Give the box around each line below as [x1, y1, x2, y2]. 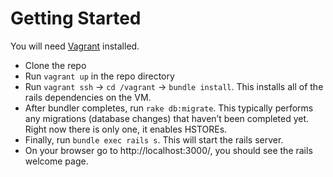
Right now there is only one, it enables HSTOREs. [24, 123, 228, 135]
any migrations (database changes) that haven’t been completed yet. [24, 112, 310, 124]
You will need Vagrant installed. [10, 40, 140, 52]
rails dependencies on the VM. [24, 91, 152, 103]
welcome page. [24, 155, 89, 167]
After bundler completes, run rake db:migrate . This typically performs [24, 102, 314, 114]
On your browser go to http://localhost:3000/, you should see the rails [24, 144, 313, 156]
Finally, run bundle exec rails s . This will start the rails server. [24, 133, 284, 146]
